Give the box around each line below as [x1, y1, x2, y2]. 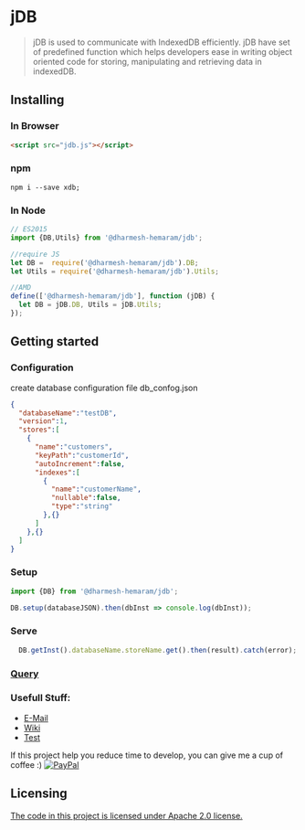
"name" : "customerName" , [50, 484, 142, 495]
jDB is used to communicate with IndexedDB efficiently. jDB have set [32, 37, 290, 48]
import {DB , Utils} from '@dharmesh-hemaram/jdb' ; [10, 233, 204, 242]
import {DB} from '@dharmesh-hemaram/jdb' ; [10, 587, 179, 596]
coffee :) [10, 759, 43, 770]
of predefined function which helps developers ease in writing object [32, 46, 293, 57]
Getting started [10, 334, 100, 349]
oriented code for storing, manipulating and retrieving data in [32, 56, 263, 67]
